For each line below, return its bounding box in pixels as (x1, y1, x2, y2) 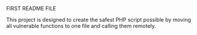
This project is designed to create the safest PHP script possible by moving (6, 16, 191, 23)
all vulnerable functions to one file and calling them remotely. (6, 23, 156, 29)
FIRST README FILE (6, 5, 57, 12)
